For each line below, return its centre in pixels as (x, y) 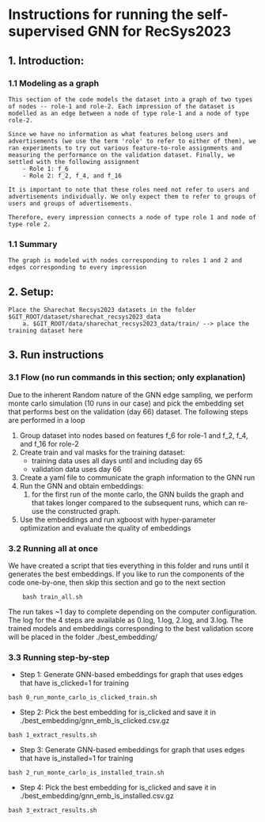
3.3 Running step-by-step (59, 657)
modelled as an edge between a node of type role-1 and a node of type (129, 113)
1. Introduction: (46, 61)
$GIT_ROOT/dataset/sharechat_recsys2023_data (84, 317)
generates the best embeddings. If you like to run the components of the (127, 574)
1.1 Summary (33, 244)
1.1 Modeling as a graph (54, 83)
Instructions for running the (101, 15)
